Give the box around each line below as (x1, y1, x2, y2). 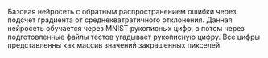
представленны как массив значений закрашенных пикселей (7, 41, 221, 50)
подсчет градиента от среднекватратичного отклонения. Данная (7, 15, 233, 25)
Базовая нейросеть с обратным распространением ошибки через (7, 7, 237, 16)
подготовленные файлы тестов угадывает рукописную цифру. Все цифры (7, 32, 261, 41)
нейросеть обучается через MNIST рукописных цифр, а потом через (7, 24, 245, 33)
